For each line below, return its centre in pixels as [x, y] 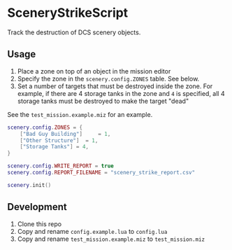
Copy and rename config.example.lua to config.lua [92, 231]
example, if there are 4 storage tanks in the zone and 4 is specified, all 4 [121, 93]
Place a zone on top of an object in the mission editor [94, 71]
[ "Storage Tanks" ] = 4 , [55, 147]
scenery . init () [29, 185]
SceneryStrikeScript [68, 13]
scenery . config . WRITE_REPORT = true [60, 166]
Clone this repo [39, 224]
